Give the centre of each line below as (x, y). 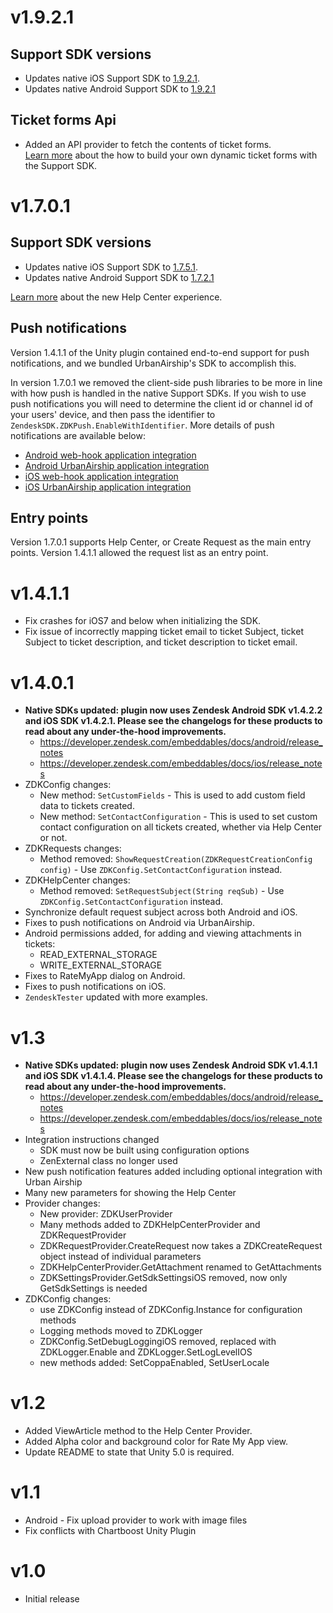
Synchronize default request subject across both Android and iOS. (161, 912)
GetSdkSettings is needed (93, 1288)
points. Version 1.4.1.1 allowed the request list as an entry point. (139, 553)
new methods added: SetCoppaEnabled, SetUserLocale (154, 1363)
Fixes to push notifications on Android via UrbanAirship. (139, 923)
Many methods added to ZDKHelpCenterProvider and (150, 1225)
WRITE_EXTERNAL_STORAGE (101, 965)
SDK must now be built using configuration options (144, 1150)
